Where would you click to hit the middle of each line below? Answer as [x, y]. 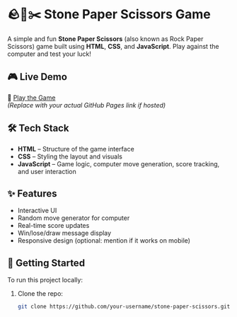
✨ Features [32, 194]
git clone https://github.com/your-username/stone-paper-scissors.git [124, 307]
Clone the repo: [40, 294]
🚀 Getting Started [46, 263]
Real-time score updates [53, 226]
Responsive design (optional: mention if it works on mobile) [104, 241]
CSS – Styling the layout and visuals [70, 156]
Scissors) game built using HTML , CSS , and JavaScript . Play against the [113, 46]
